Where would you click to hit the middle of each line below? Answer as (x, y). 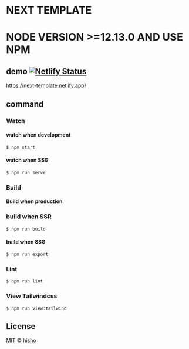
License (21, 326)
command (25, 104)
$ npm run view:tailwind (36, 308)
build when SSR (29, 217)
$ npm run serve (26, 172)
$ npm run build (26, 229)
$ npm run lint (25, 281)
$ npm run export (27, 254)
